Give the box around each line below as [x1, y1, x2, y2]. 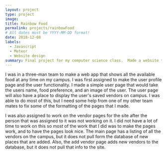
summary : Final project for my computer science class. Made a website [5, 58, 159, 63]
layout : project [5, 7, 39, 12]
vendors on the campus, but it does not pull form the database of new [5, 134, 149, 140]
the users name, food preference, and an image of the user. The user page [5, 87, 158, 93]
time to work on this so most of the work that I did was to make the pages [5, 123, 156, 129]
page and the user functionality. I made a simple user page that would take [5, 82, 158, 88]
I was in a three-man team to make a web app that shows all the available [5, 71, 155, 77]
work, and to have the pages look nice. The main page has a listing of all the [5, 128, 161, 134]
